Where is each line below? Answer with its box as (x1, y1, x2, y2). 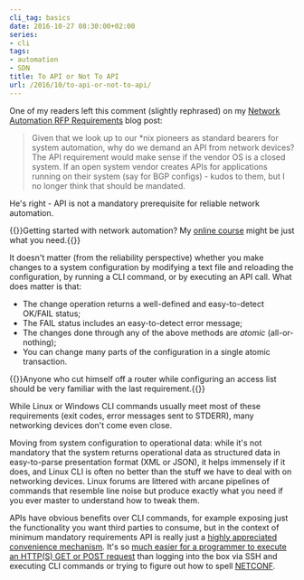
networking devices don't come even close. (9, 419, 173, 430)
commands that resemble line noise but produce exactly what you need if (9, 485, 283, 496)
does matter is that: (9, 281, 82, 292)
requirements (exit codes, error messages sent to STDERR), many (9, 410, 255, 421)
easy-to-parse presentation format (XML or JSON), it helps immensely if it (9, 456, 286, 467)
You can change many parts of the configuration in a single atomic (22, 346, 271, 357)
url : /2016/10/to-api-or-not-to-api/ (9, 80, 152, 89)
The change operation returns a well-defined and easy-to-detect (22, 298, 265, 309)
